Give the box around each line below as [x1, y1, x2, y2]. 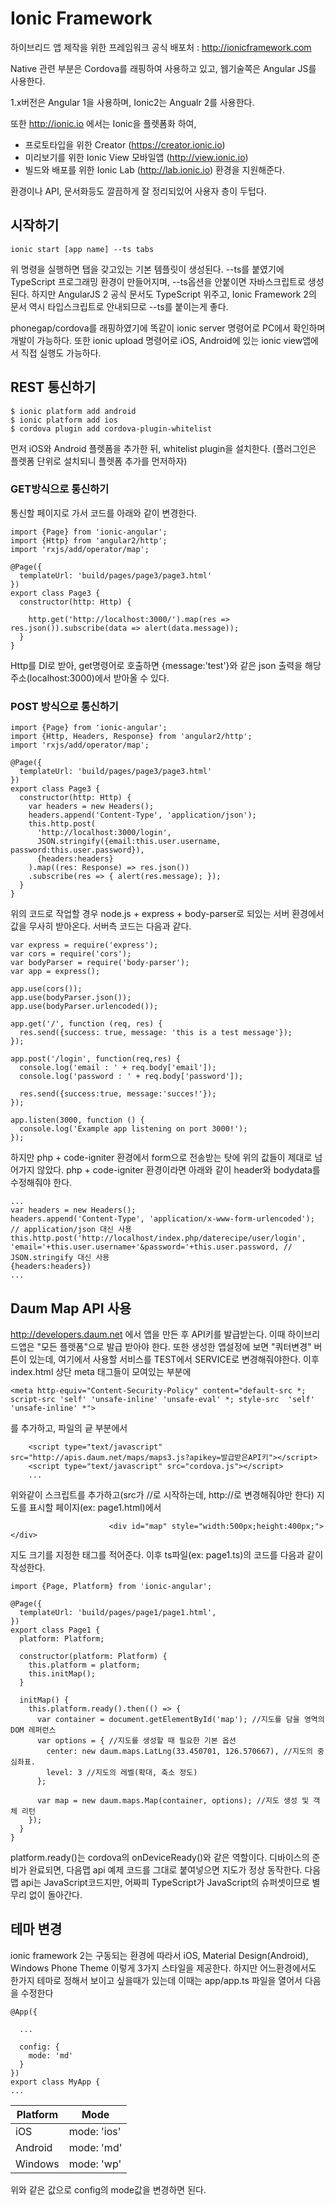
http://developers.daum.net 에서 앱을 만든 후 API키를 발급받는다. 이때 [10, 1328, 286, 1340]
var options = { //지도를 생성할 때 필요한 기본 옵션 [36, 1735, 237, 1746]
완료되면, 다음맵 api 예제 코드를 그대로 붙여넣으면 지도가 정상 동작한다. [28, 1863, 303, 1876]
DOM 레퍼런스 [10, 1725, 57, 1735]
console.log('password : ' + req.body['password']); [19, 1072, 244, 1082]
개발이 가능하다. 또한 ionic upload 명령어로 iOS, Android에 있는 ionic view [10, 334, 303, 346]
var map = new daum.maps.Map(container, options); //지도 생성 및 [36, 1795, 310, 1806]
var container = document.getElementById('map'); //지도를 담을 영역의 [36, 1714, 325, 1724]
